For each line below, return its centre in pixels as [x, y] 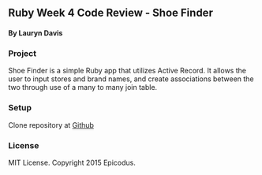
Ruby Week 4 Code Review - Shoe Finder [110, 13]
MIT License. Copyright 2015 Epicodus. [72, 162]
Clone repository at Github [51, 125]
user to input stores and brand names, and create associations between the [131, 79]
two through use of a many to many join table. [83, 87]
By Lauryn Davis [36, 33]
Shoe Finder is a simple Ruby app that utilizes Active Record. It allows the [127, 71]
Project [22, 53]
